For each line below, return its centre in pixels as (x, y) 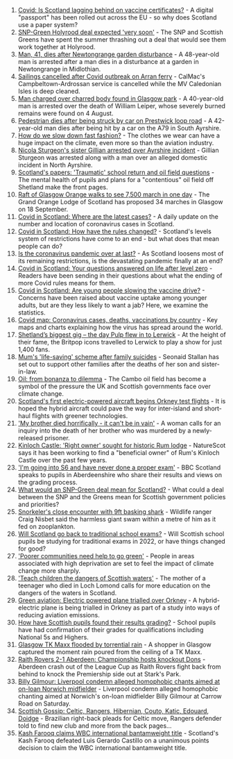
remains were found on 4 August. (66, 113)
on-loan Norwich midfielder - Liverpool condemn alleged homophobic (118, 689)
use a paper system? (48, 25)
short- (213, 408)
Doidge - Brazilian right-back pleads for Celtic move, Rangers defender (120, 718)
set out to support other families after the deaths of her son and (109, 364)
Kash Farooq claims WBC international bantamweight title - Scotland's (118, 733)
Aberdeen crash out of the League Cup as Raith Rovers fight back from (119, 667)
